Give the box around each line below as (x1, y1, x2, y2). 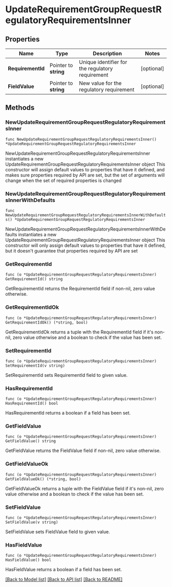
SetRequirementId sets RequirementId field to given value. (5, 372, 128, 378)
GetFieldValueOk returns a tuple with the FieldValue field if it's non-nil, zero (5, 485, 164, 491)
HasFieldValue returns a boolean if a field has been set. (5, 567, 122, 573)
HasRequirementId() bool (5, 401, 58, 406)
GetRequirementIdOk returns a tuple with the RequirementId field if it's (5, 329, 154, 335)
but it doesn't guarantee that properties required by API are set (5, 247, 138, 254)
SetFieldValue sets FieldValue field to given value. (5, 529, 110, 535)
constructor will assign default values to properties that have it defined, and (5, 166, 165, 172)
